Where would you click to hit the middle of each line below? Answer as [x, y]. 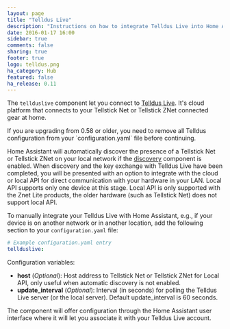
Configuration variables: [41, 262]
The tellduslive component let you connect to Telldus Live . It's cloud [106, 103]
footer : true [26, 58]
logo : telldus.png [33, 64]
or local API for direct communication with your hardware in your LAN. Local [114, 181]
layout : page [26, 13]
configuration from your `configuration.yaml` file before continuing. [102, 138]
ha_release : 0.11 [32, 84]
